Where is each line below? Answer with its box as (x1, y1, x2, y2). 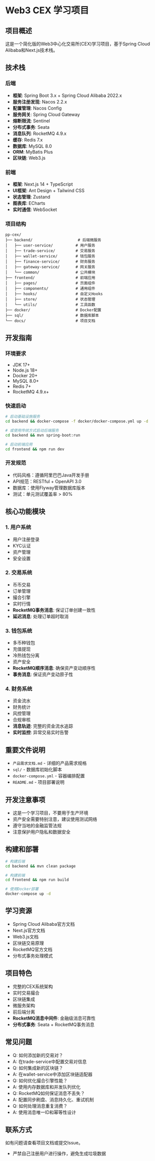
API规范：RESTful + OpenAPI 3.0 (12, 478, 82, 484)
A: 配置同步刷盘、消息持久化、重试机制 (12, 1096, 94, 1103)
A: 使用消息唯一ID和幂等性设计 (12, 1109, 76, 1115)
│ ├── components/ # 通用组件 (5, 286, 95, 292)
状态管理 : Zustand (12, 194, 51, 200)
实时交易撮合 (12, 990, 40, 996)
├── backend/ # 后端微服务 (5, 238, 101, 243)
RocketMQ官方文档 (12, 946, 53, 952)
